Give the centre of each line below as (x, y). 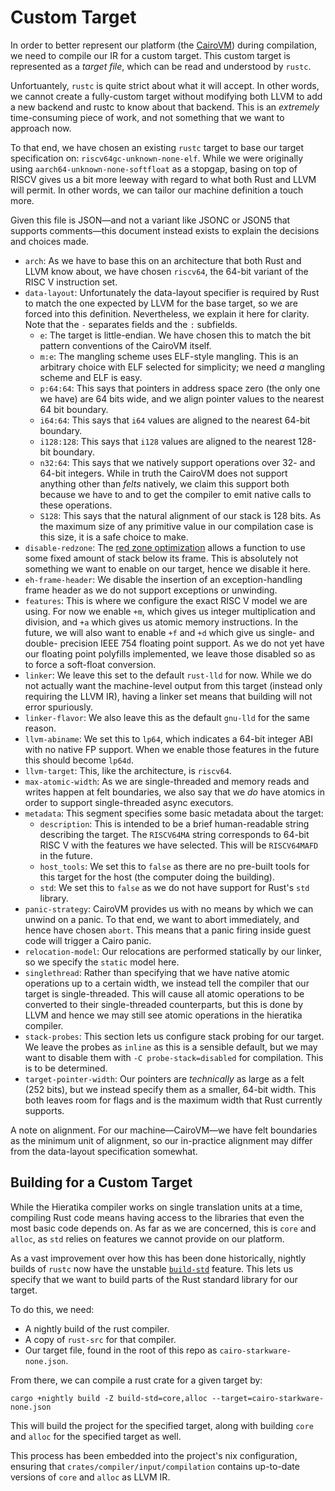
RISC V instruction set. (71, 282)
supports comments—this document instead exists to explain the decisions (165, 230)
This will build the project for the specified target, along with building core (162, 1425)
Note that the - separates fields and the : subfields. (131, 324)
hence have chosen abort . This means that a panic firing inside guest (167, 930)
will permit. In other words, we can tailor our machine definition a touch (157, 190)
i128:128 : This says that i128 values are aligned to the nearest (168, 441)
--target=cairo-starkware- (268, 1398)
